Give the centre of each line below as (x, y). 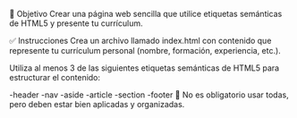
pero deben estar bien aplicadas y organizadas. (97, 104)
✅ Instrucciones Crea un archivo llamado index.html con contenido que (140, 41)
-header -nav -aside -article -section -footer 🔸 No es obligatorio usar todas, (149, 95)
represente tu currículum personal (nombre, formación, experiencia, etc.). (145, 51)
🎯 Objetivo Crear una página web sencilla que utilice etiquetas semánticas (146, 14)
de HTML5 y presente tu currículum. (76, 23)
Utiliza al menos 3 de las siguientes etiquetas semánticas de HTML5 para (144, 68)
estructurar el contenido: (55, 77)
